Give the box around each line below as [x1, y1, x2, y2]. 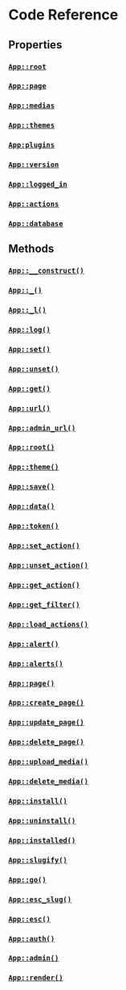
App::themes [8, 121, 55, 130]
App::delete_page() [8, 737, 84, 747]
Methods [8, 242, 55, 256]
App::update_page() [8, 718, 84, 728]
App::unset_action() [8, 561, 89, 570]
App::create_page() [8, 698, 84, 707]
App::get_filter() [8, 600, 80, 609]
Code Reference [8, 6, 119, 24]
